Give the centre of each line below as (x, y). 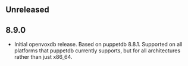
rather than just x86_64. (43, 57)
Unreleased (28, 10)
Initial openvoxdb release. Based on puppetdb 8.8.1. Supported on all (98, 45)
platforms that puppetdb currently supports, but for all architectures (97, 51)
